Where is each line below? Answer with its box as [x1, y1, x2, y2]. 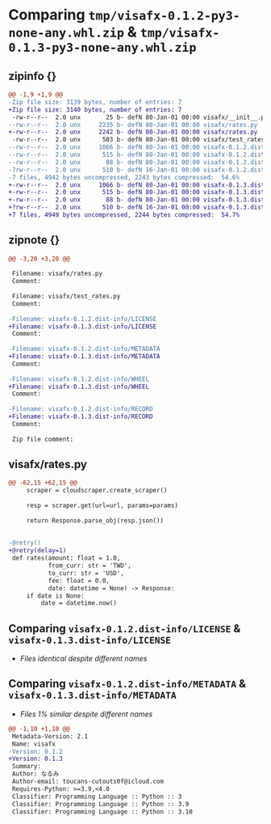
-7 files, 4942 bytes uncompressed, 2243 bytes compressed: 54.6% [8, 173, 240, 181]
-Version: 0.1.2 [8, 747, 63, 755]
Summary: [11, 763, 42, 771]
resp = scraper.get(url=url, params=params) [26, 501, 179, 509]
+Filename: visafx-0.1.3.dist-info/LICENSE [8, 322, 157, 331]
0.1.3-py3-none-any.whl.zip [8, 40, 197, 56]
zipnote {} [8, 233, 60, 247]
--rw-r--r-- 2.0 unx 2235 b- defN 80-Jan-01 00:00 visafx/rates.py [8, 120, 258, 129]
